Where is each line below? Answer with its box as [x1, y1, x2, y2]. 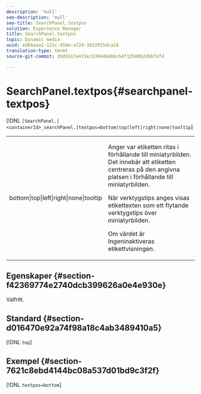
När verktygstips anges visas [108, 193, 190, 202]
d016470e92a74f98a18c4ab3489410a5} [6, 323, 162, 333]
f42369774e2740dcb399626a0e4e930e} [6, 280, 166, 290]
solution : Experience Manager [6, 25, 82, 32]
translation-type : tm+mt [6, 48, 68, 54]
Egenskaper [6, 271, 53, 281]
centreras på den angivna [108, 165, 180, 174]
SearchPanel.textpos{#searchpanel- [6, 84, 193, 98]
